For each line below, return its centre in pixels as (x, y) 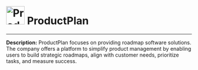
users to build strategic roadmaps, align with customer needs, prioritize (93, 55)
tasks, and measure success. (42, 61)
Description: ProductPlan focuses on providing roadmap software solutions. (99, 42)
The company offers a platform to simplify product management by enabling (99, 48)
